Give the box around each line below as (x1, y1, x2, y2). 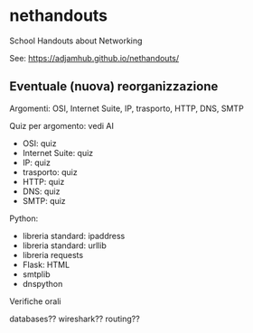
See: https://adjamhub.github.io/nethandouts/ (9, 52, 180, 63)
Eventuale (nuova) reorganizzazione (9, 79, 219, 95)
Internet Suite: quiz (22, 147, 94, 158)
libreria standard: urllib (22, 240, 107, 251)
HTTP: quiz (22, 176, 65, 187)
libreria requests (22, 249, 84, 260)
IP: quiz (22, 157, 52, 168)
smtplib (22, 268, 51, 280)
